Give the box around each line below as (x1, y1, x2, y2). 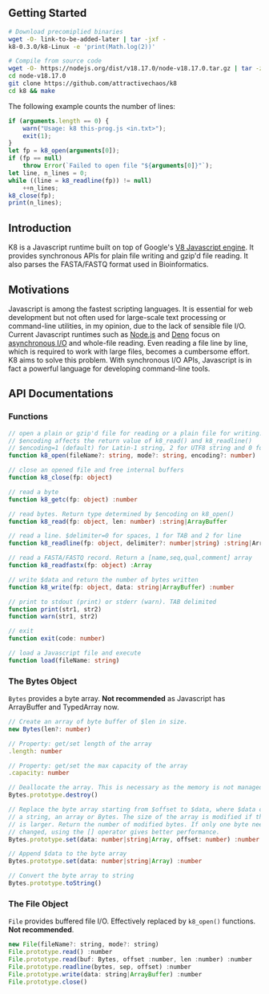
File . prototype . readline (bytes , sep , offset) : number (8, 963, 192, 971)
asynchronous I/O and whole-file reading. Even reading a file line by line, (8, 338, 248, 347)
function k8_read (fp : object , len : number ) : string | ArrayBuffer (8, 517, 227, 525)
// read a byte (8, 488, 59, 496)
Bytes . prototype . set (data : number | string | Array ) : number (8, 858, 203, 866)
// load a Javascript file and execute (8, 649, 142, 657)
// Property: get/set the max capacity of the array (8, 761, 188, 769)
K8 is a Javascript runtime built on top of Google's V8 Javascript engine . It (8, 242, 254, 252)
